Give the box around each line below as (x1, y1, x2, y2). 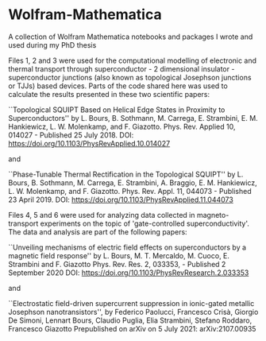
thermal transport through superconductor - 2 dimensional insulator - (8, 64, 235, 73)
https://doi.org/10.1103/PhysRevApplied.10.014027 (8, 138, 171, 148)
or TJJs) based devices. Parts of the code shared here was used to (8, 81, 228, 91)
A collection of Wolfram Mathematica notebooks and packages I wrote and (8, 32, 253, 41)
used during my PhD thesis (8, 40, 97, 49)
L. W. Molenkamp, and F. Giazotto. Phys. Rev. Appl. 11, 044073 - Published (8, 186, 252, 196)
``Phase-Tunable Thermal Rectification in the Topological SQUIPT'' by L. (8, 169, 244, 179)
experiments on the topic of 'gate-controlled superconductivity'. (40, 219, 250, 228)
